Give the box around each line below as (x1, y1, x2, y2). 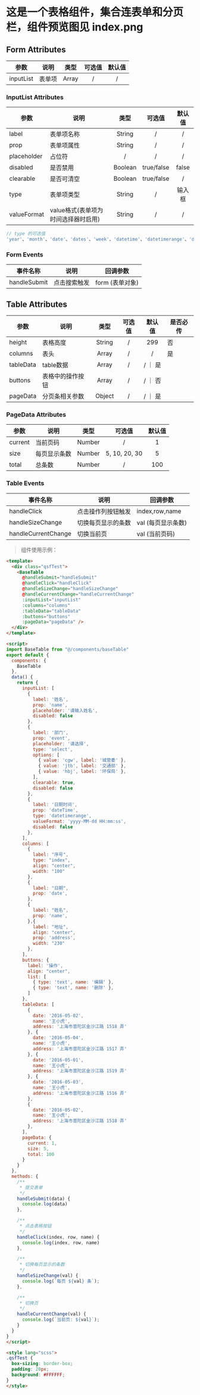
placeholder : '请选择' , (32, 740, 89, 746)
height (9, 338, 27, 347)
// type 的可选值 (6, 231, 46, 237)
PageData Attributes (6, 411, 67, 419)
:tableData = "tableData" (21, 608, 82, 614)
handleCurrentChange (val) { (17, 1311, 86, 1317)
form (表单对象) (95, 279, 139, 287)
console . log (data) (21, 1201, 68, 1207)
